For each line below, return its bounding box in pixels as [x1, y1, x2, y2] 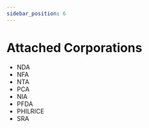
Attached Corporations [6, 39, 143, 55]
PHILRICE [16, 107, 45, 115]
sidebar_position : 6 [6, 10, 67, 17]
